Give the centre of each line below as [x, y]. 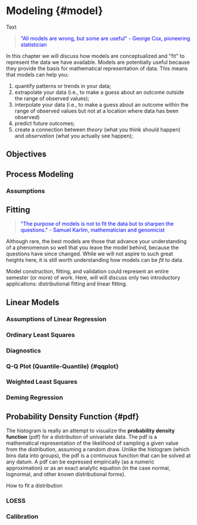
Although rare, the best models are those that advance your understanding [96, 241]
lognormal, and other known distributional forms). [66, 474]
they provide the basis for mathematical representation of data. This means [97, 68]
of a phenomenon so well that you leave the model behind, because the [92, 248]
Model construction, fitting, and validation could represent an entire [87, 271]
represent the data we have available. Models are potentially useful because [98, 62]
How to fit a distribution [34, 486]
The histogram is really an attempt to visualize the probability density [90, 431]
